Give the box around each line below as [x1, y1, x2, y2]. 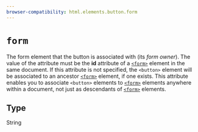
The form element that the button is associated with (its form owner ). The [6, 53, 191, 60]
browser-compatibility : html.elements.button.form [6, 9, 138, 15]
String [6, 119, 22, 127]
